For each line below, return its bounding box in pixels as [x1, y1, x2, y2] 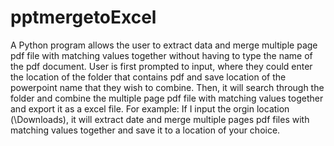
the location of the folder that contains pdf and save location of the [10, 71, 287, 83]
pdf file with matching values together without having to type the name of [10, 49, 313, 61]
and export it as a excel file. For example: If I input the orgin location [10, 102, 290, 115]
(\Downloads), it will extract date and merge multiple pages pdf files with [10, 113, 310, 125]
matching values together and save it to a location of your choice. [10, 124, 281, 136]
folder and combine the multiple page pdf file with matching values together [10, 92, 324, 104]
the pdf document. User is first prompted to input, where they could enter [10, 60, 313, 72]
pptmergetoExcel [10, 6, 157, 29]
